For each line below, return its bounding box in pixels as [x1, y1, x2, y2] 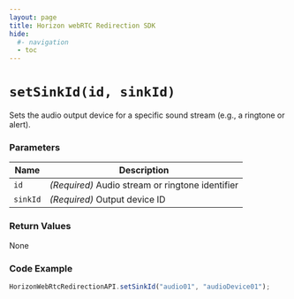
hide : [9, 29, 29, 38]
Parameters [9, 141, 60, 153]
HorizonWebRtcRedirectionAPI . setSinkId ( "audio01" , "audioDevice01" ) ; [9, 282, 271, 291]
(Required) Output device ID [49, 194, 166, 206]
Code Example [9, 262, 73, 274]
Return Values [9, 220, 72, 233]
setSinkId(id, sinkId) [9, 84, 176, 101]
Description [118, 165, 170, 177]
